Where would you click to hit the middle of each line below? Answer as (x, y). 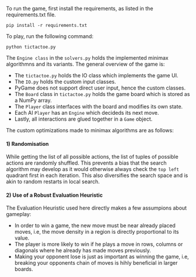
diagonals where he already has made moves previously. (83, 251)
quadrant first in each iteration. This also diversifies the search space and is (97, 176)
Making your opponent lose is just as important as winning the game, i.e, (102, 257)
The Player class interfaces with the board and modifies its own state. (99, 107)
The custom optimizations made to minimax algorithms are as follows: (90, 130)
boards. (24, 269)
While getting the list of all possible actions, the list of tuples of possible (92, 157)
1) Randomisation (27, 143)
